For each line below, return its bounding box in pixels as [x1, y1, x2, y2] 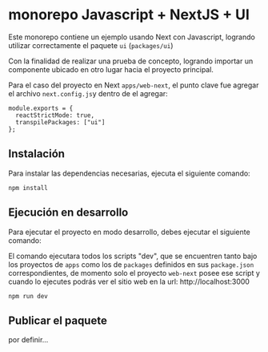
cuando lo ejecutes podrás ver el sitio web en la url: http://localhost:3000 [8, 277, 250, 286]
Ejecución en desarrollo [8, 206, 129, 220]
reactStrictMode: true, [15, 111, 94, 119]
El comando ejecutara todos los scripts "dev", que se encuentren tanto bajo [8, 251, 258, 261]
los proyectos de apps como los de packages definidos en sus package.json [8, 259, 254, 269]
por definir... [8, 335, 49, 345]
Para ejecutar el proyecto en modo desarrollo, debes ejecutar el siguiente [8, 227, 250, 237]
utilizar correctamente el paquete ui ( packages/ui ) [8, 40, 174, 50]
